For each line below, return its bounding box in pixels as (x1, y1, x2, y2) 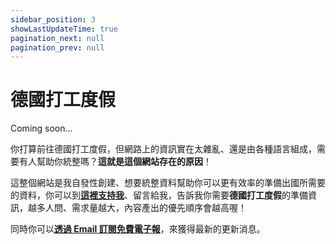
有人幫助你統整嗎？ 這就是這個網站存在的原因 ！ (18, 156, 212, 168)
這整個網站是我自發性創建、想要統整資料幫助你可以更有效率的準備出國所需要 (10, 177, 326, 189)
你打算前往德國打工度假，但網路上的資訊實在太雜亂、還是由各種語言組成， (10, 143, 317, 155)
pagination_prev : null (10, 42, 105, 53)
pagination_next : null (10, 33, 105, 43)
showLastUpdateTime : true (10, 24, 118, 34)
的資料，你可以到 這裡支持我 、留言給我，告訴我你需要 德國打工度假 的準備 (10, 189, 308, 201)
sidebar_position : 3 (10, 14, 97, 25)
